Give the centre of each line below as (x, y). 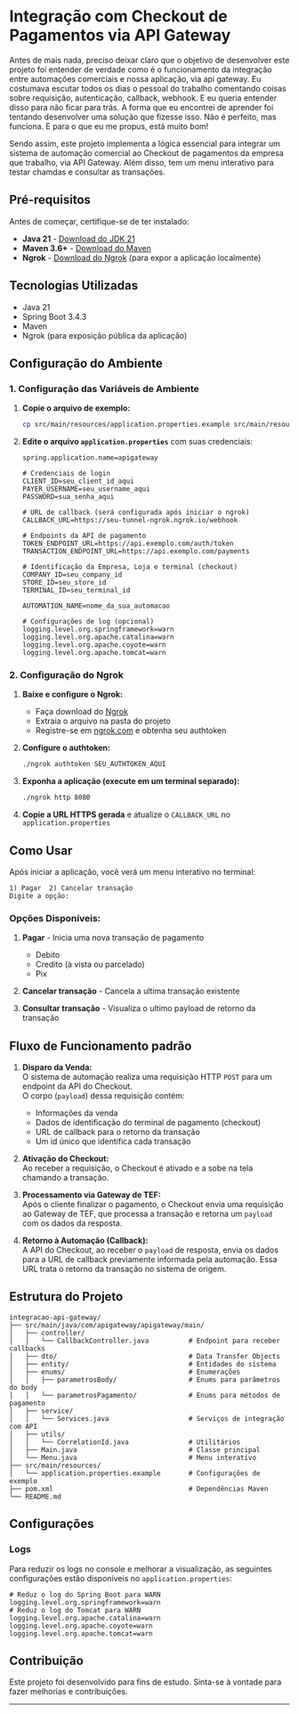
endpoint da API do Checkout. (77, 1086)
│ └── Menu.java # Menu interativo (133, 1457)
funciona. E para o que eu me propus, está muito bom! (109, 126)
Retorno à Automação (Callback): (85, 1241)
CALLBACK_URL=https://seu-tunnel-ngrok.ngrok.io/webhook (130, 520)
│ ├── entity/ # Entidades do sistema (143, 1364)
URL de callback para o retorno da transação (117, 1132)
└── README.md (36, 1497)
